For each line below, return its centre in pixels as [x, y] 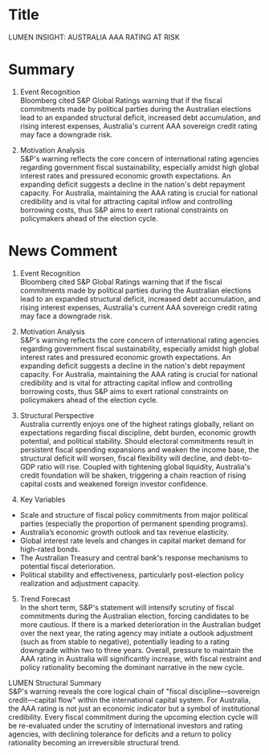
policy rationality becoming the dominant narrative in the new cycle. [132, 667]
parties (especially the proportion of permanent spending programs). [134, 523]
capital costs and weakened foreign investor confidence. [114, 483]
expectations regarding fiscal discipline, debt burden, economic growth [138, 433]
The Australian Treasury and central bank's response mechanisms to [134, 557]
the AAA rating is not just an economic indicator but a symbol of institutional [134, 708]
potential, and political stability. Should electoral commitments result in [137, 441]
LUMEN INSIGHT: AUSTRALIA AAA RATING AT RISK [94, 37]
